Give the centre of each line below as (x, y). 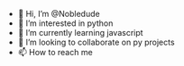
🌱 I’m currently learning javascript (80, 33)
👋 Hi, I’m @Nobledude (59, 14)
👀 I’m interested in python (65, 23)
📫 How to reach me (55, 52)
